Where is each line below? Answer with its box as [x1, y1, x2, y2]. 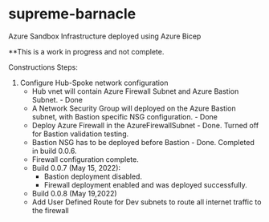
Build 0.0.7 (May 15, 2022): [31, 163, 121, 172]
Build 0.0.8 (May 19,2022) [31, 188, 118, 198]
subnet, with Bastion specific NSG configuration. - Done [31, 111, 218, 121]
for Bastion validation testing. [31, 129, 129, 139]
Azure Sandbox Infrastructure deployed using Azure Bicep [8, 31, 202, 41]
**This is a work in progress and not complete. [8, 46, 165, 56]
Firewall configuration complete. [31, 154, 139, 164]
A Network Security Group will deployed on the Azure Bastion [31, 103, 237, 113]
